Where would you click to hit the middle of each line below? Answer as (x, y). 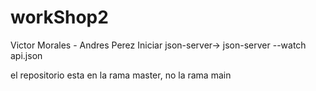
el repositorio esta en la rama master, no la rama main (121, 75)
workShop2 (59, 17)
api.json (26, 55)
